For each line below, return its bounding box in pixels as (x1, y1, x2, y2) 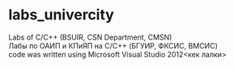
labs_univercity (8, 6, 115, 24)
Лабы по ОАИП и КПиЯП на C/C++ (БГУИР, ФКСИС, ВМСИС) (8, 40, 219, 50)
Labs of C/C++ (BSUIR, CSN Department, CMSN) (8, 32, 172, 42)
